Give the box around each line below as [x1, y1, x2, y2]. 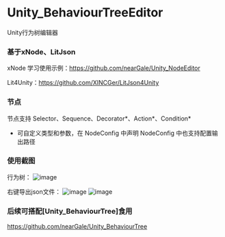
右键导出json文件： [7, 187, 62, 196]
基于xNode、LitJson [7, 47, 76, 56]
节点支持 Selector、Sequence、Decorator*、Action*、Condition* [7, 114, 191, 123]
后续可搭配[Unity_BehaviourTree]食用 [7, 206, 133, 216]
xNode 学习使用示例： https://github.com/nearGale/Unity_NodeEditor [7, 64, 200, 73]
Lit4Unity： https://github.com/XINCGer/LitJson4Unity [7, 79, 159, 87]
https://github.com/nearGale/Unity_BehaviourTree [7, 223, 148, 231]
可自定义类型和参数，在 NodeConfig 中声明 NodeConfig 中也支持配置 [16, 129, 213, 137]
